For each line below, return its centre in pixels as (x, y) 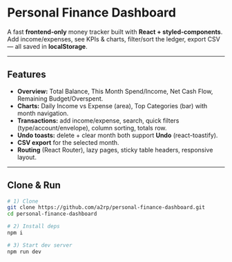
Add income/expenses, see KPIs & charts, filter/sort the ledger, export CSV (114, 39)
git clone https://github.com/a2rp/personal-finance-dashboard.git (106, 208)
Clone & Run (34, 185)
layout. (27, 157)
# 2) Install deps (33, 226)
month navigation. (43, 113)
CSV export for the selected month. (68, 142)
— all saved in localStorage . (47, 46)
